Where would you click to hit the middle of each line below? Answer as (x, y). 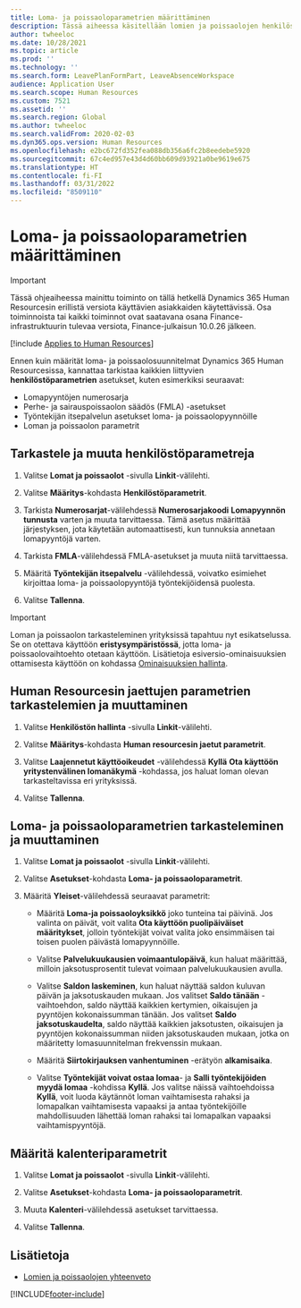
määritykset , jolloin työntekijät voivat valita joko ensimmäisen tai (155, 932)
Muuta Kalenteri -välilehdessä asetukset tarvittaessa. (121, 1210)
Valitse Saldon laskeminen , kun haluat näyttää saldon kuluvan (151, 986)
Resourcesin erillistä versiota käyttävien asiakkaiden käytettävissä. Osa (141, 307)
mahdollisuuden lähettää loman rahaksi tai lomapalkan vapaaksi (154, 1116)
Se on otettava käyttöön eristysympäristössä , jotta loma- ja (121, 644)
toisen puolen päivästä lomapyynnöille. (108, 942)
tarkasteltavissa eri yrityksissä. (80, 780)
